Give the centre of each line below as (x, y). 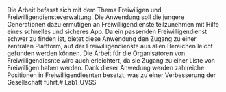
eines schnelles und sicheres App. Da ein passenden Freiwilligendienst (107, 31)
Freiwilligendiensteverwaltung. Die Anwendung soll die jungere (96, 17)
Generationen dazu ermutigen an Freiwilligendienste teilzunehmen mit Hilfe (113, 24)
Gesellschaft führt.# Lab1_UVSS (52, 82)
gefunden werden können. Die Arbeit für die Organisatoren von (96, 53)
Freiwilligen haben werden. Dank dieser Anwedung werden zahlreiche (106, 68)
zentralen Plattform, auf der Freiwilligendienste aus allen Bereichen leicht (110, 46)
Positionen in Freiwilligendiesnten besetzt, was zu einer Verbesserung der (112, 75)
